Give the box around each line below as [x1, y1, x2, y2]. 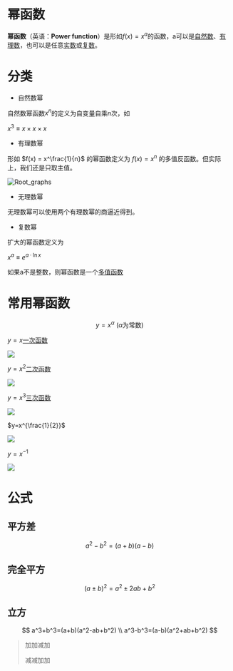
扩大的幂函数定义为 [7, 237, 64, 246]
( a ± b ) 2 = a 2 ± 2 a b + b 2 [84, 583, 155, 593]
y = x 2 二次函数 [7, 363, 51, 373]
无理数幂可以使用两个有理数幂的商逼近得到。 [7, 208, 139, 216]
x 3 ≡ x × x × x [7, 123, 47, 133]
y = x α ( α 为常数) [95, 319, 144, 329]
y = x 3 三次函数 [7, 392, 51, 402]
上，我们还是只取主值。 [7, 163, 76, 172]
